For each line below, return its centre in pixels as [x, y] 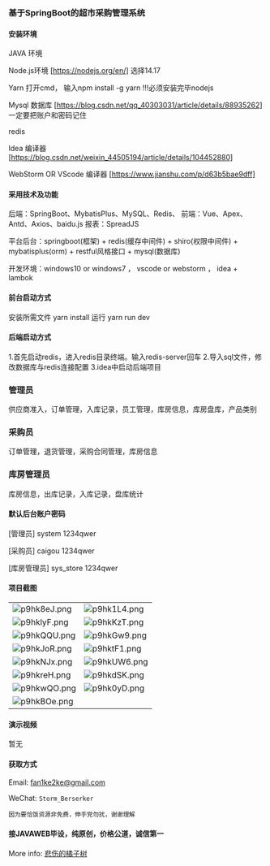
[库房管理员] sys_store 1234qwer [63, 568]
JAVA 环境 [26, 54]
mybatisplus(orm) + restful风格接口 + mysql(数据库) [94, 251]
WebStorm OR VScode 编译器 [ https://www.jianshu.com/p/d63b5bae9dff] [132, 174]
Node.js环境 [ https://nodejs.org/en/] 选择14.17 [84, 71]
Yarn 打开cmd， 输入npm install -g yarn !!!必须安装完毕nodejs [111, 88]
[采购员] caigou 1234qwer [51, 551]
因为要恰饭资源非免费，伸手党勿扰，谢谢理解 [72, 815]
